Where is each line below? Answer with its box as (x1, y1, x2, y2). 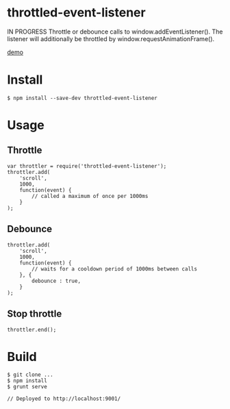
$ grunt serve (7, 384, 48, 391)
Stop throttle (7, 308, 62, 320)
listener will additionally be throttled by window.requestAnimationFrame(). (7, 34, 215, 42)
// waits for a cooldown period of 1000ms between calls (31, 265, 197, 272)
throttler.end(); (7, 326, 57, 333)
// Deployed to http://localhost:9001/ (7, 395, 121, 402)
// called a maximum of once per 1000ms (31, 193, 149, 199)
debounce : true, (31, 277, 81, 284)
